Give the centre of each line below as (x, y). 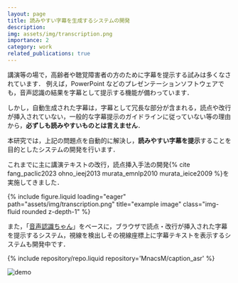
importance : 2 (28, 41)
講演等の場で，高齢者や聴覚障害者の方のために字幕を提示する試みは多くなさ (119, 75)
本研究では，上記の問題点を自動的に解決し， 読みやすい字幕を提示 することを (119, 140)
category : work (30, 47)
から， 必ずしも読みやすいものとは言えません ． (76, 125)
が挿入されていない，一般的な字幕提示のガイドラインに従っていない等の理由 (119, 116)
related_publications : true (49, 54)
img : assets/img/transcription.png (60, 34)
